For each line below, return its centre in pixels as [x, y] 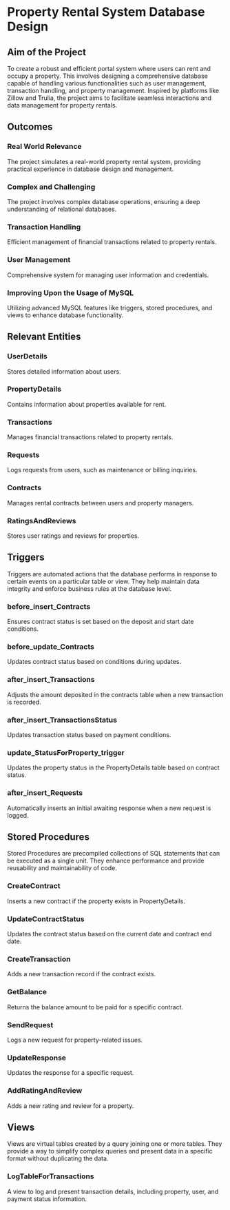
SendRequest [30, 1025]
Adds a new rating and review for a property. [71, 1106]
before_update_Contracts [51, 647]
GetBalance [27, 992]
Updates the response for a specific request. [71, 1073]
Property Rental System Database [106, 12]
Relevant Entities [44, 337]
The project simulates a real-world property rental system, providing [104, 161]
